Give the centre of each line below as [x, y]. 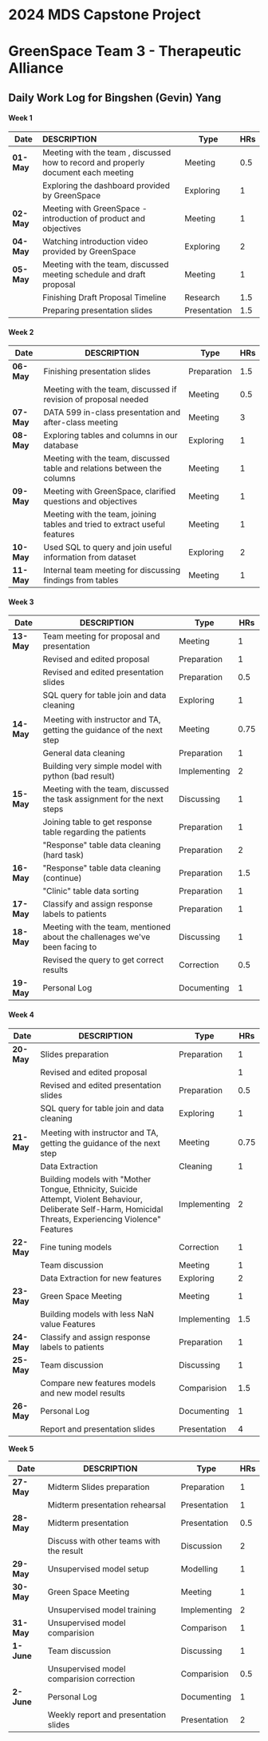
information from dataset [90, 557]
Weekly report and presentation [107, 1715]
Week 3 [21, 602]
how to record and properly [94, 162]
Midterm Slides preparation [99, 1487]
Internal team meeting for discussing [112, 571]
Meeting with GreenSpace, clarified [110, 492]
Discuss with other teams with [104, 1540]
